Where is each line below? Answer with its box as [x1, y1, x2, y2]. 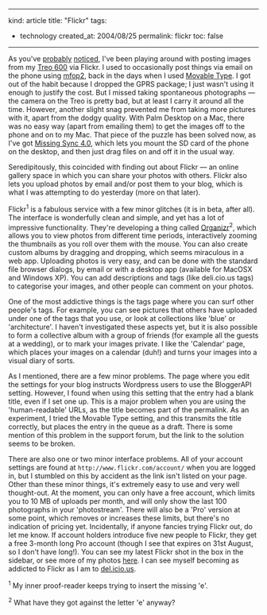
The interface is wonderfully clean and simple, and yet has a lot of [8, 212, 225, 222]
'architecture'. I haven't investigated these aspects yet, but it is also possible [8, 323, 258, 332]
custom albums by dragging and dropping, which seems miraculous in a [8, 248, 245, 257]
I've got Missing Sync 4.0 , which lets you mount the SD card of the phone [8, 138, 250, 148]
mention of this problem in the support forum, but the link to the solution [8, 431, 245, 440]
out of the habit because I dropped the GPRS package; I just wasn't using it [8, 79, 254, 88]
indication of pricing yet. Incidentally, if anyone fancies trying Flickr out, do [8, 522, 253, 532]
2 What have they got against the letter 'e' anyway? [8, 596, 176, 607]
